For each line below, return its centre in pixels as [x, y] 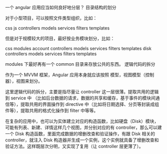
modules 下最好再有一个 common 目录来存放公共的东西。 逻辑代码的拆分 [80, 64]
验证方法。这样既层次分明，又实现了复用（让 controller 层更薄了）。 [74, 146]
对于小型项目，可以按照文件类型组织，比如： [51, 18]
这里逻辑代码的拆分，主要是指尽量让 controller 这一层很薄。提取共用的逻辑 [82, 92]
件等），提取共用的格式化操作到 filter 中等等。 [52, 110]
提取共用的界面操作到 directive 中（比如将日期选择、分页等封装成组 [89, 104]
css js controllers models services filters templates [57, 28]
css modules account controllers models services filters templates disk [78, 48]
